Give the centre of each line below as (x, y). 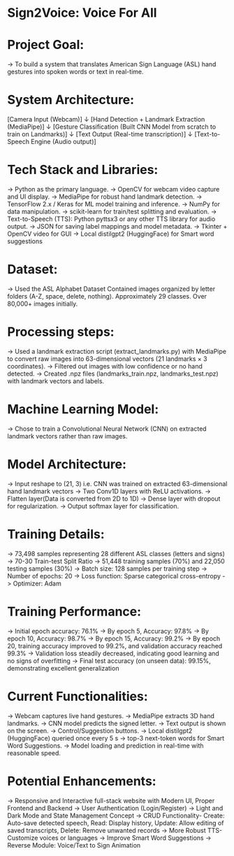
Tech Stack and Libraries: (83, 170)
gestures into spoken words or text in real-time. (75, 72)
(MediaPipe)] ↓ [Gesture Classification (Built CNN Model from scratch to (112, 127)
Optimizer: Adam (37, 583)
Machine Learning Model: (83, 409)
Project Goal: (46, 45)
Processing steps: (61, 332)
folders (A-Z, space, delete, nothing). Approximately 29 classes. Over (107, 296)
